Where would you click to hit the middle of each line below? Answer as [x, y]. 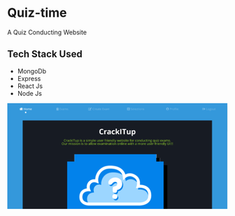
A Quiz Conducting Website [47, 32]
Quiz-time [37, 13]
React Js [30, 86]
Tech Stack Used [45, 54]
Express [29, 78]
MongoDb [32, 71]
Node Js [29, 93]
